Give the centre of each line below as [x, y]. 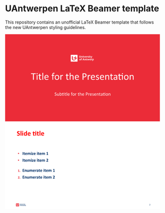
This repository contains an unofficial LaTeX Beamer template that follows [80, 22]
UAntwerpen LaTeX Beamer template [82, 9]
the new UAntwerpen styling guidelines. [45, 27]
